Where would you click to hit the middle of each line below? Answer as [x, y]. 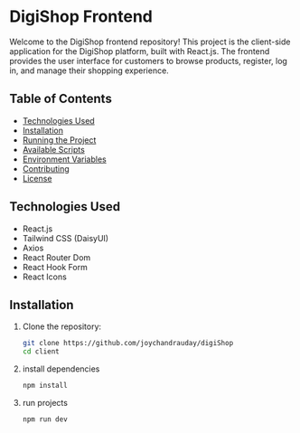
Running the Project [59, 140]
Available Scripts [54, 149]
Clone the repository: [62, 326]
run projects [45, 403]
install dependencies [61, 369]
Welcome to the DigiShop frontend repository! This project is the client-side [150, 42]
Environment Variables [64, 159]
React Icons [45, 277]
